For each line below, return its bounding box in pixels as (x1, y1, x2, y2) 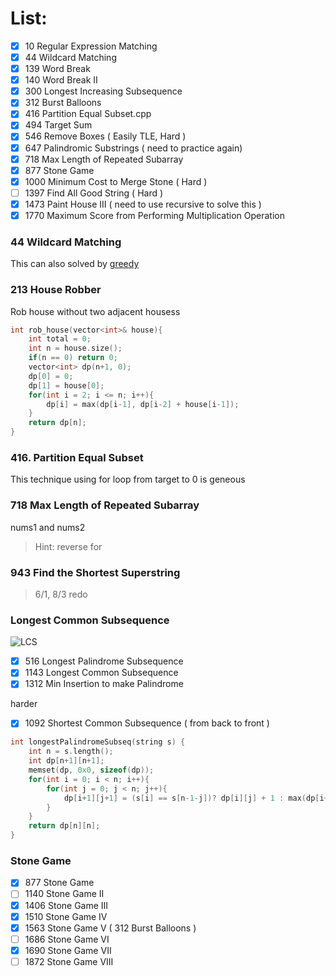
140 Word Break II (24, 74, 98, 86)
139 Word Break (24, 63, 91, 75)
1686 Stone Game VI (24, 933, 110, 945)
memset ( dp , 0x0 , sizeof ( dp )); (28, 765, 155, 776)
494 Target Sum (24, 119, 93, 131)
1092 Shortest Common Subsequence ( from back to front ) (24, 717, 270, 729)
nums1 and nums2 (10, 521, 86, 533)
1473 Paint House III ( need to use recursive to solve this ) (24, 198, 262, 210)
